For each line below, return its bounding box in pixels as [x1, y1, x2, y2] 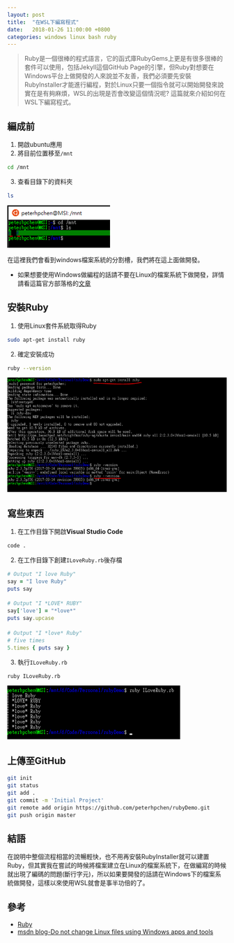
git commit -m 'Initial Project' [7, 797, 104, 804]
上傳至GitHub [7, 755, 66, 767]
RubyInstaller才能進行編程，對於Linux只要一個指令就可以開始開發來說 [24, 80, 224, 89]
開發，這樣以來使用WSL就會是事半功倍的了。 [19, 879, 149, 887]
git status [7, 782, 39, 789]
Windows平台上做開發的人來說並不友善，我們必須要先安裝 [24, 72, 192, 80]
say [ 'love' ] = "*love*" [7, 607, 77, 614]
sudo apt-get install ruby [7, 336, 86, 343]
